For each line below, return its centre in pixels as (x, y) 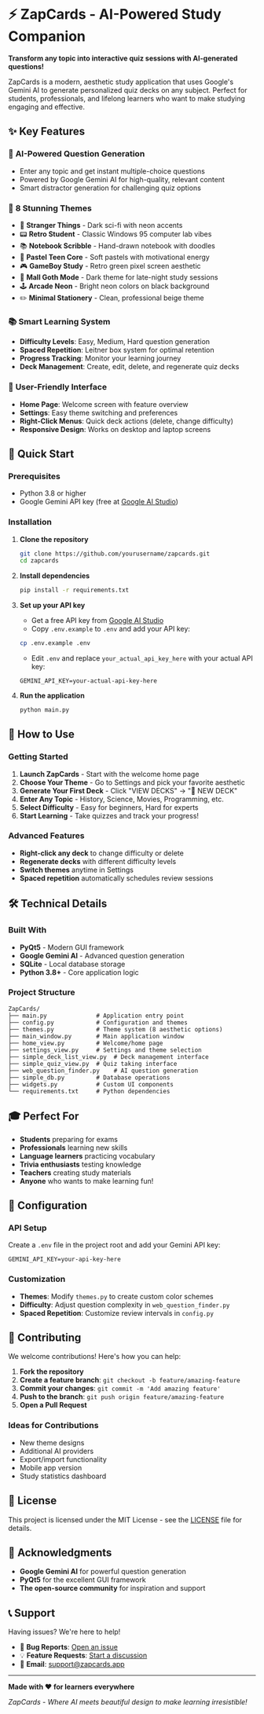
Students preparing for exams (68, 1139)
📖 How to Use (41, 734)
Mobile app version (51, 1467)
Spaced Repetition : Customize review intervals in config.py (117, 1313)
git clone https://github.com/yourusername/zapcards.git (115, 554)
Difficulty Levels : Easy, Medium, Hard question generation (115, 342)
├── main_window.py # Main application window (96, 1036)
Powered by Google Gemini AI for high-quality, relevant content (122, 179)
